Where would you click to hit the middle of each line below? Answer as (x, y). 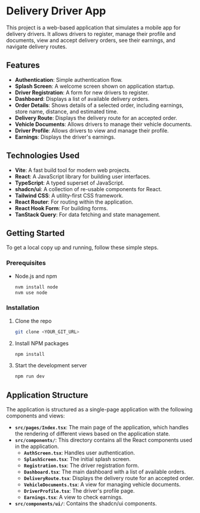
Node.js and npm (36, 276)
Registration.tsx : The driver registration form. (81, 466)
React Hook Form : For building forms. (61, 208)
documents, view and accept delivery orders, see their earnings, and (91, 40)
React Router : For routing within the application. (74, 202)
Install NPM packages (41, 343)
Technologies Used (43, 156)
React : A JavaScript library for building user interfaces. (83, 176)
